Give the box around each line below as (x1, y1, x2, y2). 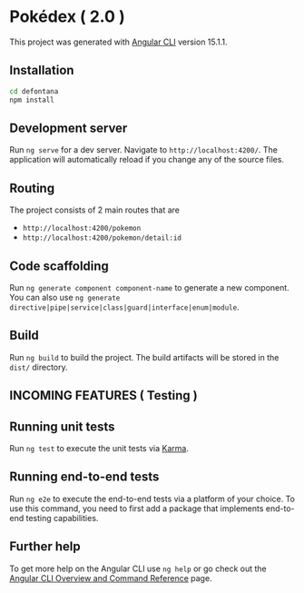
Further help (9, 539, 82, 555)
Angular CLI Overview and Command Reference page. (9, 572, 212, 583)
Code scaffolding (9, 258, 109, 273)
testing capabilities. (25, 512, 99, 523)
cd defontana (9, 86, 59, 96)
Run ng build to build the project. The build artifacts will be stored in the (9, 351, 279, 362)
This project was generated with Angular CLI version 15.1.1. (9, 36, 229, 47)
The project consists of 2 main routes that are (9, 204, 180, 215)
